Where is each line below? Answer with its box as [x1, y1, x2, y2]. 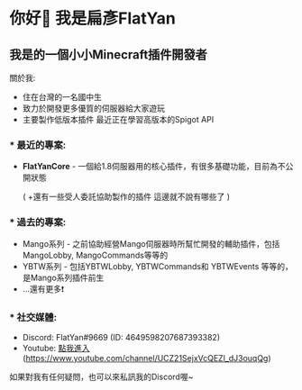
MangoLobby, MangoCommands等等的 [22, 249, 169, 260]
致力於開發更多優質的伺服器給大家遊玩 [22, 103, 165, 113]
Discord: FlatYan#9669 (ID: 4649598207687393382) [22, 331, 221, 342]
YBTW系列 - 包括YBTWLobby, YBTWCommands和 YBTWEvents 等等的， [22, 260, 293, 271]
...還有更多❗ [22, 283, 65, 294]
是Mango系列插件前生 [22, 272, 105, 283]
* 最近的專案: [9, 139, 67, 151]
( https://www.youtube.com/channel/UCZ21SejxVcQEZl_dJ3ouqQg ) [22, 352, 272, 363]
